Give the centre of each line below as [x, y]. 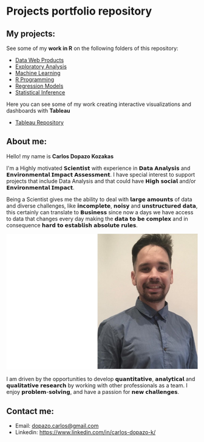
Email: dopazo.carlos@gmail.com [57, 426]
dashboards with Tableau [39, 111]
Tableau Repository [39, 122]
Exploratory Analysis [41, 66]
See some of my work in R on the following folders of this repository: [92, 48]
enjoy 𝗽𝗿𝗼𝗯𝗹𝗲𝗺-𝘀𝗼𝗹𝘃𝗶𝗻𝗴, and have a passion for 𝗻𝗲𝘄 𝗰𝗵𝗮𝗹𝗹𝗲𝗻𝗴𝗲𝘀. [93, 392]
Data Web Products [39, 60]
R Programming [35, 79]
